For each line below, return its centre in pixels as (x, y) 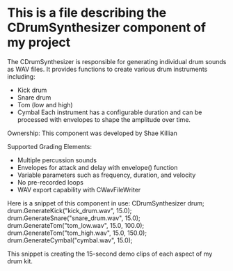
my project (39, 42)
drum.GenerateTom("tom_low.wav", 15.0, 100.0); (76, 225)
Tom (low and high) (45, 104)
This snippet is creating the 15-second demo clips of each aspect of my (110, 254)
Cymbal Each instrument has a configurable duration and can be (110, 112)
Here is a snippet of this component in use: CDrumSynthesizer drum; (106, 203)
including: (22, 76)
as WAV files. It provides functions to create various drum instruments (107, 69)
